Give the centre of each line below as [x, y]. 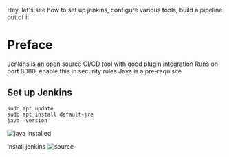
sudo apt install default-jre [51, 114]
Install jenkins [26, 146]
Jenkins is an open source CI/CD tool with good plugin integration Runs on [113, 64]
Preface [30, 45]
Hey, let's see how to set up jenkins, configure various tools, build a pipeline [115, 10]
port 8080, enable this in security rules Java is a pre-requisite [95, 71]
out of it [18, 17]
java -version [28, 120]
